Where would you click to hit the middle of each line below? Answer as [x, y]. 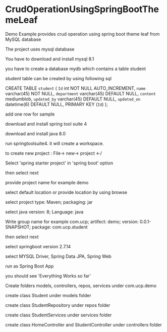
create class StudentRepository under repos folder [58, 305]
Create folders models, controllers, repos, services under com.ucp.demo [81, 286]
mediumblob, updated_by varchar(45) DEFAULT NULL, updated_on [73, 99]
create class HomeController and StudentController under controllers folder [84, 324]
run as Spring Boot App [30, 266]
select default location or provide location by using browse [66, 192]
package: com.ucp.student [60, 227]
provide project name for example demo [47, 182]
